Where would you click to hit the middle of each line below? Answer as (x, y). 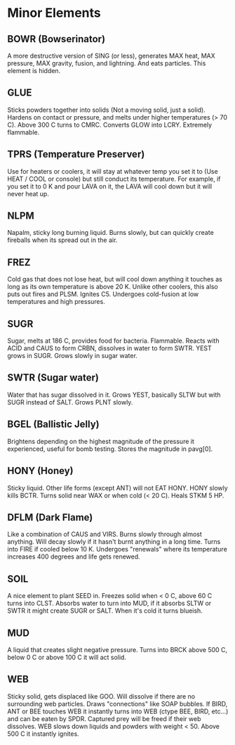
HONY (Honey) (40, 471)
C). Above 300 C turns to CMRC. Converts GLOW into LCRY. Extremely (110, 125)
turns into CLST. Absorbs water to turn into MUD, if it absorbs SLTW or (109, 604)
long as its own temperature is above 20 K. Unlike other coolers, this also (113, 287)
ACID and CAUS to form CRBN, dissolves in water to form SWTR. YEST (109, 348)
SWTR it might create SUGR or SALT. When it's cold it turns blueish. (105, 611)
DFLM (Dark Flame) (50, 517)
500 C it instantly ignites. (43, 734)
